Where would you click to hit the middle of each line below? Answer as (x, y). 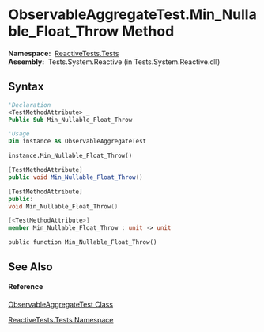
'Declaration (30, 105)
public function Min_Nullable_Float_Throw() (83, 242)
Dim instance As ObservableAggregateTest (77, 141)
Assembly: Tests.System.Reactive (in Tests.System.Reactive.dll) (114, 62)
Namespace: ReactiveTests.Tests (64, 53)
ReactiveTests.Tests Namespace (61, 319)
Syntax (26, 87)
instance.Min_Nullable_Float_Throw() (70, 156)
